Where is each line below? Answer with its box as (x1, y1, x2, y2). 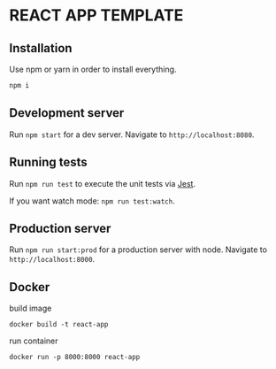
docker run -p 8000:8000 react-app (9, 353, 141, 362)
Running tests (9, 155, 88, 170)
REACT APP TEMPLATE (9, 5, 184, 26)
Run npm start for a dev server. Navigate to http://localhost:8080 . (9, 129, 255, 140)
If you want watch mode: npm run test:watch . (9, 196, 175, 206)
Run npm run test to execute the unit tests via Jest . (9, 178, 196, 188)
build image (9, 303, 52, 314)
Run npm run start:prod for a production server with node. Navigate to (9, 244, 268, 255)
